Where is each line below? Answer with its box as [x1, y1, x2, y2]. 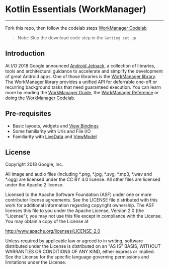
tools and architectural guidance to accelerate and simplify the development [5, 68, 163, 74]
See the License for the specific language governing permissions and [5, 254, 149, 260]
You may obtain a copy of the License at [5, 218, 89, 225]
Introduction [5, 49, 45, 58]
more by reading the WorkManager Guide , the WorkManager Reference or [5, 89, 159, 95]
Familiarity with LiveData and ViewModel [12, 133, 97, 140]
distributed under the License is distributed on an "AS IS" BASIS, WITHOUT [5, 243, 161, 249]
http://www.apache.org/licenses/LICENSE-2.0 [5, 228, 101, 234]
